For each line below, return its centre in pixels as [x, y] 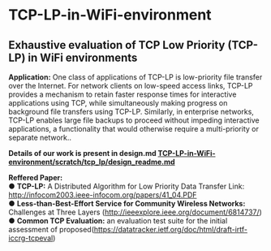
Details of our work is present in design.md [82, 153]
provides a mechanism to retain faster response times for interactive [123, 94]
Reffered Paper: [36, 177]
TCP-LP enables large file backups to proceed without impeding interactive [134, 120]
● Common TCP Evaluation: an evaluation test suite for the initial [118, 221]
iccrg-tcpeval [31, 238]
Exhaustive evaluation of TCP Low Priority [117, 45]
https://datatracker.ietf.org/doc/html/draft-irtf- [170, 229]
